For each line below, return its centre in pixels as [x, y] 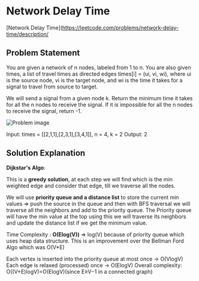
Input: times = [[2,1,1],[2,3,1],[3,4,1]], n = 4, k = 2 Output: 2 [77, 134]
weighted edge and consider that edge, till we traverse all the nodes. [91, 186]
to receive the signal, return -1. [44, 111]
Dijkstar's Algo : [26, 168]
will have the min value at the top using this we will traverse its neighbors [96, 216]
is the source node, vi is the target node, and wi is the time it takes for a [94, 80]
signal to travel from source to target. [52, 86]
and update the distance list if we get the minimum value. [77, 223]
